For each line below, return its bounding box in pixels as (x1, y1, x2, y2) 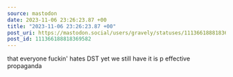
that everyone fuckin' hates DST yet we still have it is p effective (7, 54, 191, 63)
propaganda (7, 62, 42, 70)
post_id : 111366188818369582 (7, 36, 92, 43)
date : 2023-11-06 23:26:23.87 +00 (7, 16, 107, 23)
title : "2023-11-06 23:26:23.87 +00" (7, 23, 116, 30)
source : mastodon (7, 10, 58, 17)
